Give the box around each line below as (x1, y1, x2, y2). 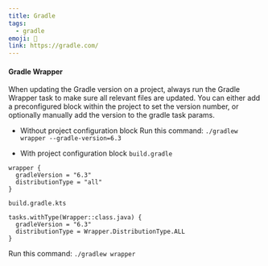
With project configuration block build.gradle (19, 148, 173, 158)
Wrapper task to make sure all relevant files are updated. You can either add (8, 94, 261, 103)
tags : (8, 19, 27, 27)
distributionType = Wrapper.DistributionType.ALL (15, 227, 185, 236)
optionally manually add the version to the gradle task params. (8, 110, 216, 120)
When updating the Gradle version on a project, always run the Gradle (8, 85, 240, 94)
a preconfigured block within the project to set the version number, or (8, 102, 239, 111)
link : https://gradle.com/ (8, 42, 99, 50)
